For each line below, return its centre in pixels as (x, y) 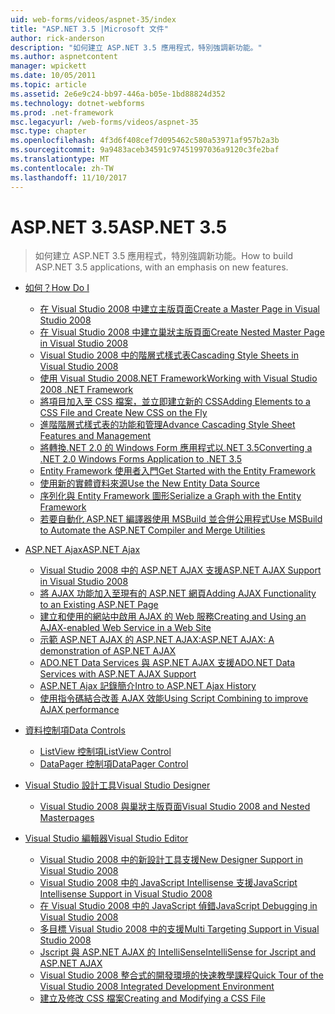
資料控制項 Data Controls (75, 730)
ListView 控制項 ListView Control (105, 752)
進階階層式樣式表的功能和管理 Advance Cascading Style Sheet (167, 425)
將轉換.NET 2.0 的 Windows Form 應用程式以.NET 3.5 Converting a (176, 448)
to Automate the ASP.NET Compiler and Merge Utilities (152, 530)
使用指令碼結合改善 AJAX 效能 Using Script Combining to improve (174, 698)
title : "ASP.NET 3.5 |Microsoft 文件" (89, 29)
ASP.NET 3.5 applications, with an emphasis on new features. (161, 267)
